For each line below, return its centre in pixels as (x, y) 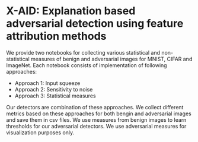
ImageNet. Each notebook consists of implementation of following (87, 65)
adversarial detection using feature (95, 23)
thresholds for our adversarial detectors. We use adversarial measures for (96, 126)
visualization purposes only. (40, 132)
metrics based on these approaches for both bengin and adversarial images (99, 113)
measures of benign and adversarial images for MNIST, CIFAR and (111, 59)
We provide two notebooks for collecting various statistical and (83, 52)
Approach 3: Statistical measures (55, 96)
